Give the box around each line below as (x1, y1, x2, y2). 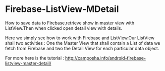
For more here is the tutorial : (5, 55, 64, 61)
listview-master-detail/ (5, 60, 52, 66)
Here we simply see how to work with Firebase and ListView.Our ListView (5, 35, 155, 41)
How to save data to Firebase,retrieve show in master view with (5, 20, 135, 26)
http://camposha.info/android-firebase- (65, 55, 146, 61)
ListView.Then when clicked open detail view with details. (5, 25, 122, 31)
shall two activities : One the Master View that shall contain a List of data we (5, 40, 161, 46)
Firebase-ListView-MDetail (5, 3, 119, 15)
